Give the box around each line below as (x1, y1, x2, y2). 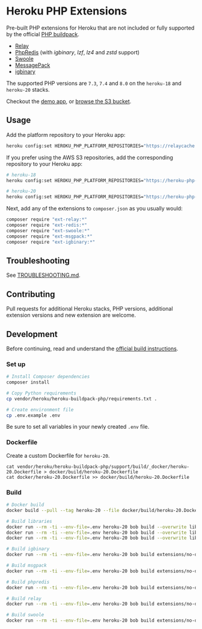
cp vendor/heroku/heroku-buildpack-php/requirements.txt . (6, 396, 158, 402)
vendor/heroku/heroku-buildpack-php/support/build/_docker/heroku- (17, 463, 189, 470)
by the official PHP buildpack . (6, 30, 79, 37)
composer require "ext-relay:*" (6, 217, 87, 223)
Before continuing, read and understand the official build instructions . (6, 345, 179, 352)
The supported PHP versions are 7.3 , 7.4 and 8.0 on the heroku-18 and (6, 80, 182, 87)
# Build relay (6, 595, 42, 601)
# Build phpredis (6, 579, 50, 585)
